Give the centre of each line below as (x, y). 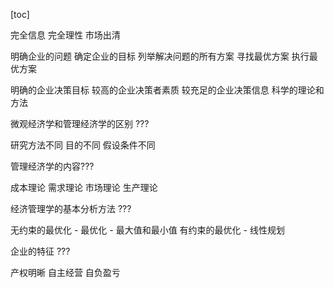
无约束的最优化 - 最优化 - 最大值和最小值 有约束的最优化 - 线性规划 (147, 230)
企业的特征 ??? (40, 251)
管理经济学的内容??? (52, 166)
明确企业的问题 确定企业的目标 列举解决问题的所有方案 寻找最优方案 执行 (160, 56)
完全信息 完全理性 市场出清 (65, 35)
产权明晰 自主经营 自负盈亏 (65, 272)
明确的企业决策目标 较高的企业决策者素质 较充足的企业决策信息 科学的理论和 (167, 90)
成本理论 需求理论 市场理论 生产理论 (84, 187)
